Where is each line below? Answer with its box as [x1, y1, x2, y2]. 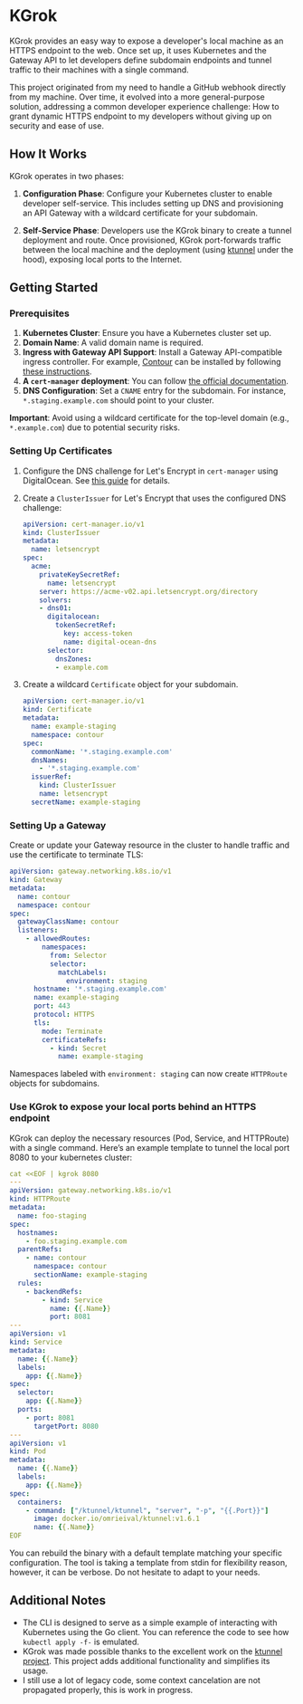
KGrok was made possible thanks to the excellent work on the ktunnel [22, 1645, 283, 1657]
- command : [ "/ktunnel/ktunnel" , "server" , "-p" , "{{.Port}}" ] [25, 1506, 270, 1515]
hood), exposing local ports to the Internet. [22, 254, 183, 264]
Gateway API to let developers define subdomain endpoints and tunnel [9, 54, 272, 65]
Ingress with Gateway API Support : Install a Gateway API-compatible [22, 347, 283, 358]
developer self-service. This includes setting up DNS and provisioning [22, 197, 284, 208]
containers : [17, 1498, 63, 1507]
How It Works [9, 147, 88, 162]
